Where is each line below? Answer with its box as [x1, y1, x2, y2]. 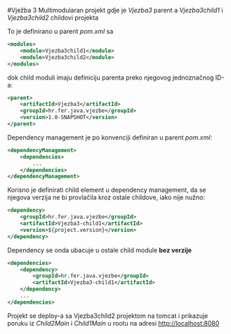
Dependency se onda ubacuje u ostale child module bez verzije [7, 246, 192, 254]
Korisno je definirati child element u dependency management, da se [7, 186, 206, 194]
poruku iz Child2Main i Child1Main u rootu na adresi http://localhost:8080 [7, 318, 220, 327]
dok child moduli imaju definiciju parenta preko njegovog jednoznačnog [7, 73, 214, 82]
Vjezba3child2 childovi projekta [7, 13, 99, 22]
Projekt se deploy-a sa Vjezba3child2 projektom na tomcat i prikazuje [7, 311, 209, 320]
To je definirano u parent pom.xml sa [7, 27, 114, 35]
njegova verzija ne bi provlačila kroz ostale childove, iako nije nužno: [7, 193, 206, 202]
